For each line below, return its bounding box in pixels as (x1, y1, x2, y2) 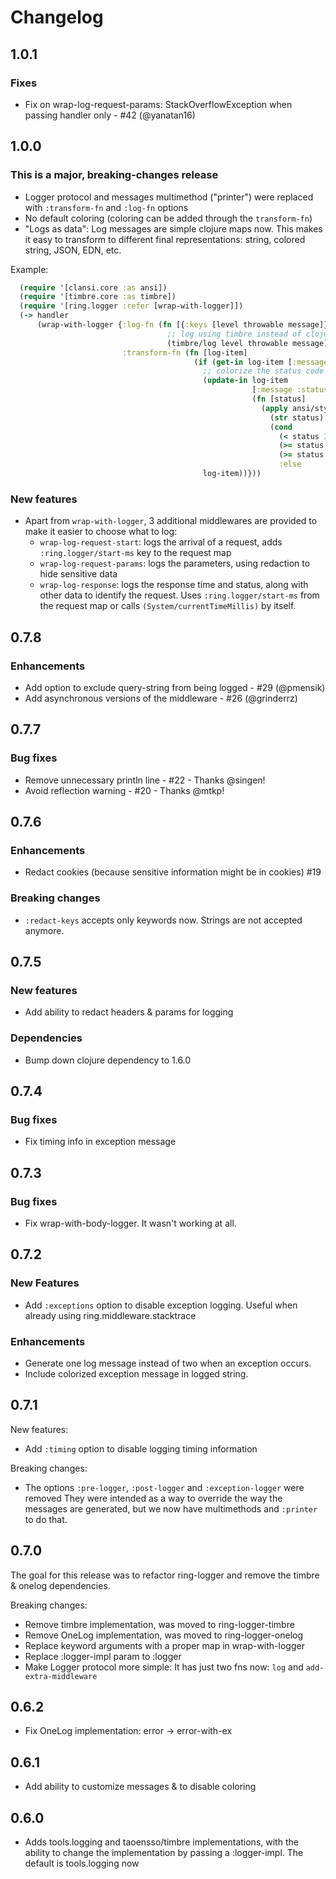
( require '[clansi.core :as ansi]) (19, 282, 168, 293)
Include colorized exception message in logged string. (24, 1367, 249, 1380)
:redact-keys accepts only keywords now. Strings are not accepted (24, 914, 303, 926)
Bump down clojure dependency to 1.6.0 (24, 1054, 192, 1066)
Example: (10, 263, 49, 275)
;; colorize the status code (202, 366, 325, 376)
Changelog (10, 6, 104, 29)
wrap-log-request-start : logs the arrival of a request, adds (39, 536, 283, 548)
